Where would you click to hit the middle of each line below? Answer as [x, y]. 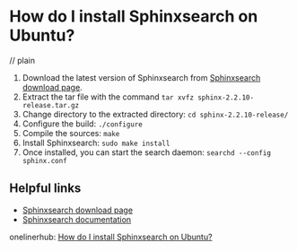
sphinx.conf [44, 160]
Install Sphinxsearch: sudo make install [96, 143]
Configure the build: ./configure [83, 124]
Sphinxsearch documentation [77, 219]
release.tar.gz [51, 105]
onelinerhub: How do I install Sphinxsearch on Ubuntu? [111, 237]
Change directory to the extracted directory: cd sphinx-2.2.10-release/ [155, 114]
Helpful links [45, 189]
